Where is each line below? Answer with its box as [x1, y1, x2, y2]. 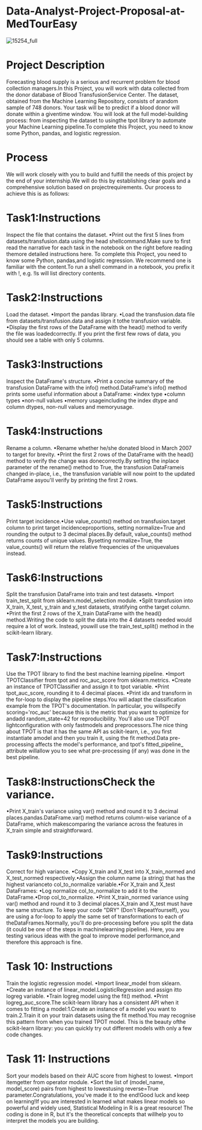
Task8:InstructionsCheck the [6, 775, 155, 789]
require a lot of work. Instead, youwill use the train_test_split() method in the [6, 623, 194, 630]
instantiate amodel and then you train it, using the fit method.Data [6, 734, 168, 742]
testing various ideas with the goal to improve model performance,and [6, 932, 180, 940]
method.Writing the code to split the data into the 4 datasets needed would [6, 616, 192, 623]
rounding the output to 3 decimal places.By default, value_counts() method [6, 530, 192, 538]
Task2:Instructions [6, 291, 103, 304]
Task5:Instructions [6, 497, 103, 511]
